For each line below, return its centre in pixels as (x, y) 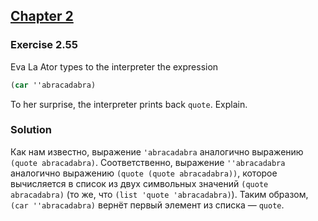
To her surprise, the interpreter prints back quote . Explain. (129, 104)
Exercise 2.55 (44, 45)
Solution (31, 130)
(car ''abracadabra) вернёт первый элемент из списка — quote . (147, 205)
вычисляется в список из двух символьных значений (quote (139, 183)
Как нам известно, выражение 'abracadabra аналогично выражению (157, 151)
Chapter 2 (42, 16)
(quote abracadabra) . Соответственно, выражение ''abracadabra (148, 162)
